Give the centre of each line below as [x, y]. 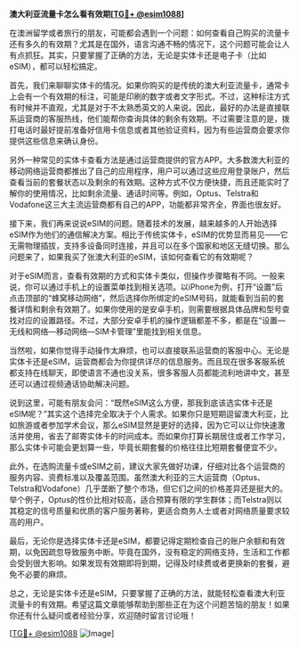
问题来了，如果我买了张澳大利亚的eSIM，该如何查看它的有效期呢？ [132, 257]
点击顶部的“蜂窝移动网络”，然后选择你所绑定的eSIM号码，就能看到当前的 [143, 298]
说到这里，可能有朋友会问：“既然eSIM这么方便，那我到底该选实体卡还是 [141, 403]
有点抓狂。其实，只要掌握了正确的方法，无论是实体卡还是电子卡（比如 [138, 55]
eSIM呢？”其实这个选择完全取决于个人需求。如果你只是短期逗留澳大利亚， [145, 414]
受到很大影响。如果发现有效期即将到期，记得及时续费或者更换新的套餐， [149, 563]
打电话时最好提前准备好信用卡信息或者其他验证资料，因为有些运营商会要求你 [149, 130]
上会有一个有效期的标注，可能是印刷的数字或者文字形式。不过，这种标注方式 [149, 96]
